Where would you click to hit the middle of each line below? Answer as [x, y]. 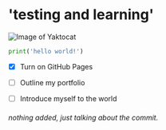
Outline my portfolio [52, 82]
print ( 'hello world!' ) [46, 51]
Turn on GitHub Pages [56, 66]
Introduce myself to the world [68, 98]
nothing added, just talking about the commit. [83, 117]
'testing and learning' [81, 15]
